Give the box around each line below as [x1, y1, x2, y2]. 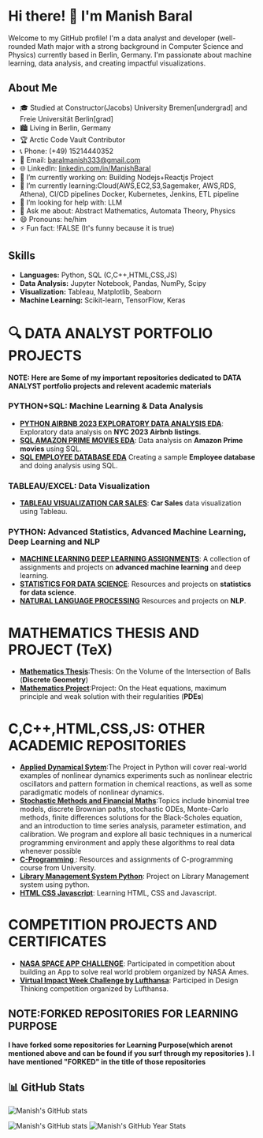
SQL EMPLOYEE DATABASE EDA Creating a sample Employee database [19, 452, 256, 461]
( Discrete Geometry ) [19, 675, 89, 685]
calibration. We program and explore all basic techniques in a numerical [19, 829, 252, 839]
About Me [8, 81, 57, 95]
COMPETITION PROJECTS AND [8, 916, 218, 934]
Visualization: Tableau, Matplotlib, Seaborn [19, 287, 161, 296]
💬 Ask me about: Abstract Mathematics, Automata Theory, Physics [19, 205, 236, 216]
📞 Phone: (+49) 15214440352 [19, 146, 114, 156]
